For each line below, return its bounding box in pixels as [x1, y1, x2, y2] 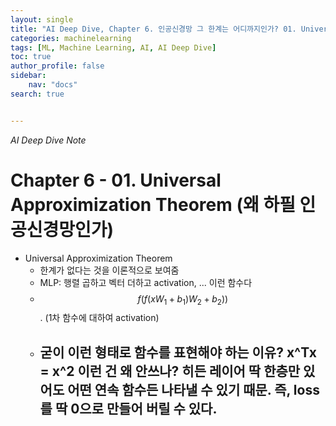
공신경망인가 [10, 218, 108, 241]
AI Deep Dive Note [10, 134, 87, 146]
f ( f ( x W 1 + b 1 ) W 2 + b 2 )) [137, 292, 229, 307]
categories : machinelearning [10, 33, 132, 43]
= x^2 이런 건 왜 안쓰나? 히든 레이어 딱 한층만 [39, 362, 301, 380]
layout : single [10, 14, 74, 25]
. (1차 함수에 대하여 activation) [39, 312, 160, 324]
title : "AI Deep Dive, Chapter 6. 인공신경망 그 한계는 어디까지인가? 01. [10, 24, 297, 34]
